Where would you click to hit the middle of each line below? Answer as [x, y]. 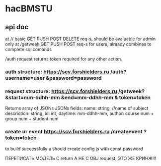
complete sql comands [29, 49]
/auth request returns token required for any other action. [64, 59]
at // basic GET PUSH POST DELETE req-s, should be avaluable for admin [80, 39]
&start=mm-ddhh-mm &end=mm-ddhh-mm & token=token [78, 97]
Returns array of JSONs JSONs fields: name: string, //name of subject [77, 108]
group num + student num [32, 119]
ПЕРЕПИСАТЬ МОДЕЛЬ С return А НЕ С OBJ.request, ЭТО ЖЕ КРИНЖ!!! [81, 158]
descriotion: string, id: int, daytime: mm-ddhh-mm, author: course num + [80, 113]
